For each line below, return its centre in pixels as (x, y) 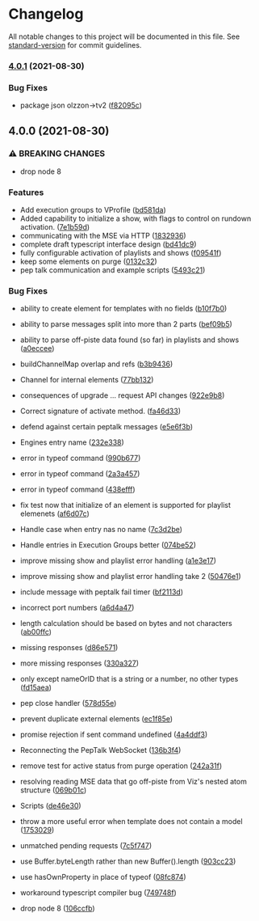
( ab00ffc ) (36, 632)
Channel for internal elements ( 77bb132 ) (87, 380)
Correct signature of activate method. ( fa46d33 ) (100, 411)
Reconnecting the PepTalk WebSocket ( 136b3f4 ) (100, 750)
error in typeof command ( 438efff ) (77, 489)
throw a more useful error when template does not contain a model (132, 822)
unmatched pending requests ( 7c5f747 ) (86, 846)
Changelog (46, 14)
